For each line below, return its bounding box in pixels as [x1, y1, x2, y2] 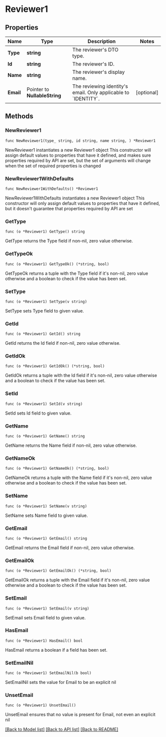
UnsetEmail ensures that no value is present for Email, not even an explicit [5, 712, 156, 718]
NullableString [26, 92, 62, 99]
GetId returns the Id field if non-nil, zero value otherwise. [5, 340, 121, 346]
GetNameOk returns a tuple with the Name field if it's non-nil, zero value [5, 475, 152, 481]
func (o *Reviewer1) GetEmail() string [5, 536, 87, 541]
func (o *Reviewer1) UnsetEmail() [5, 703, 77, 708]
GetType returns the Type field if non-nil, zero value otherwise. [5, 238, 133, 244]
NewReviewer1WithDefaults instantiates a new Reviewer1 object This [5, 195, 145, 201]
